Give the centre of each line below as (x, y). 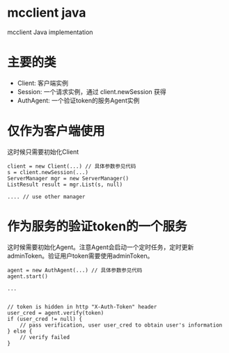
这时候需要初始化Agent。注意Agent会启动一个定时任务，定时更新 (101, 247)
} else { (20, 331)
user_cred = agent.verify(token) (56, 313)
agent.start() (28, 276)
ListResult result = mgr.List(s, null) (65, 185)
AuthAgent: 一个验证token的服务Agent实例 (78, 100)
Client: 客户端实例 (42, 83)
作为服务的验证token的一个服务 (97, 226)
